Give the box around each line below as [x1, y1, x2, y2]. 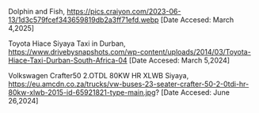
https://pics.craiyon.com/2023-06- [67, 7, 181, 16]
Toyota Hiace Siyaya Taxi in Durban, [8, 39, 126, 48]
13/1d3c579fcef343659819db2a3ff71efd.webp [8, 15, 159, 24]
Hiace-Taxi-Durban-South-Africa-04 [8, 55, 128, 65]
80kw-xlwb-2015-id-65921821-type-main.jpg [8, 88, 156, 97]
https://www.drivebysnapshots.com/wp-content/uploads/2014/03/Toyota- [8, 47, 251, 56]
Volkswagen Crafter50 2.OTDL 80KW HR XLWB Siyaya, [8, 71, 189, 80]
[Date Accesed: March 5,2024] [129, 55, 230, 65]
